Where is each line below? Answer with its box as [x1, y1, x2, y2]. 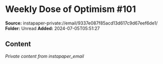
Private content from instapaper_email [5, 53, 84, 59]
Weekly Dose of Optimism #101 [5, 3, 136, 15]
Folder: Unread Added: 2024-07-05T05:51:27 [5, 25, 100, 31]
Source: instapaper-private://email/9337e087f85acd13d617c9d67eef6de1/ [5, 20, 158, 26]
